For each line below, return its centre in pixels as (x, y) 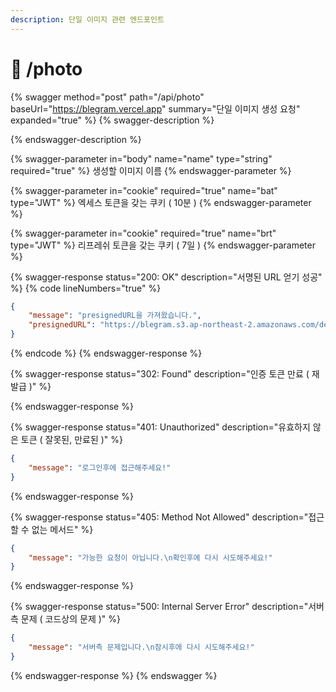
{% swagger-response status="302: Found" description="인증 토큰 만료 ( (160, 374)
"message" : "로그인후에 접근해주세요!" (100, 467)
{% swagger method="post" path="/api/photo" (107, 97)
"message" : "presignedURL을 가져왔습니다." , (115, 316)
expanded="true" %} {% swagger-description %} (112, 120)
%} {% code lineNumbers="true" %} (86, 288)
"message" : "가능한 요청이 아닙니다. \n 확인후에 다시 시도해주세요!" (150, 557)
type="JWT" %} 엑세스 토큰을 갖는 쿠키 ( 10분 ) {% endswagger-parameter (161, 202)
